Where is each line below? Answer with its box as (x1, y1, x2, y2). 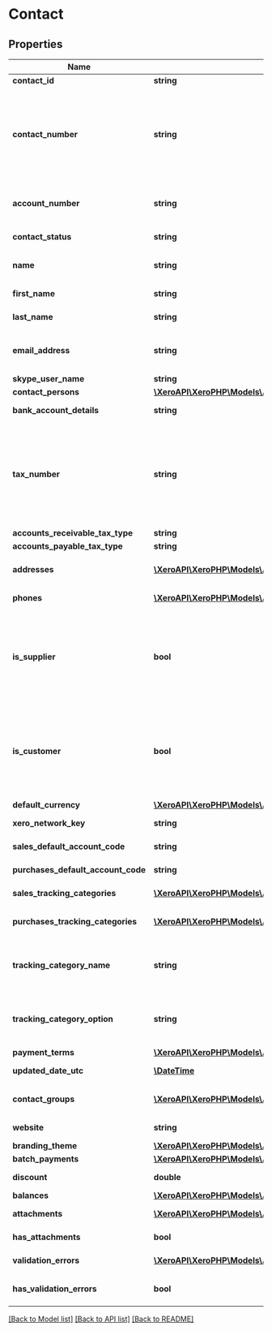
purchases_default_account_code (12, 864, 147, 875)
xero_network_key (12, 817, 86, 829)
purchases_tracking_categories (12, 916, 138, 927)
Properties (8, 37, 63, 51)
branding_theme (12, 1140, 78, 1151)
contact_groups (12, 1093, 75, 1105)
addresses (12, 564, 54, 575)
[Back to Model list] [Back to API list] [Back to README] (8, 1314, 194, 1324)
